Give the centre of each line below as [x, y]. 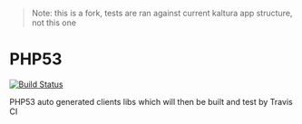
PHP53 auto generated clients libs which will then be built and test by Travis [151, 101]
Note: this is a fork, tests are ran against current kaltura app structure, [162, 13]
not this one [54, 23]
